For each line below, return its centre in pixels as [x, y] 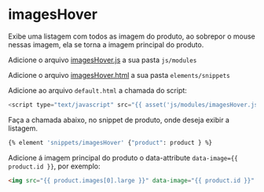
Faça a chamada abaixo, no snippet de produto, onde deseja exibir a [119, 120]
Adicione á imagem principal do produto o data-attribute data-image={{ [123, 157]
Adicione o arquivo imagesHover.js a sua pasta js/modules [103, 60]
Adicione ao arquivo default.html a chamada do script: [97, 90]
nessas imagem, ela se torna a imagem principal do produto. [106, 44]
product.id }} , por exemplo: [54, 166]
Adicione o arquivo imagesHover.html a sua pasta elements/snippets [119, 75]
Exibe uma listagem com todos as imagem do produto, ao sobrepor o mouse [132, 36]
